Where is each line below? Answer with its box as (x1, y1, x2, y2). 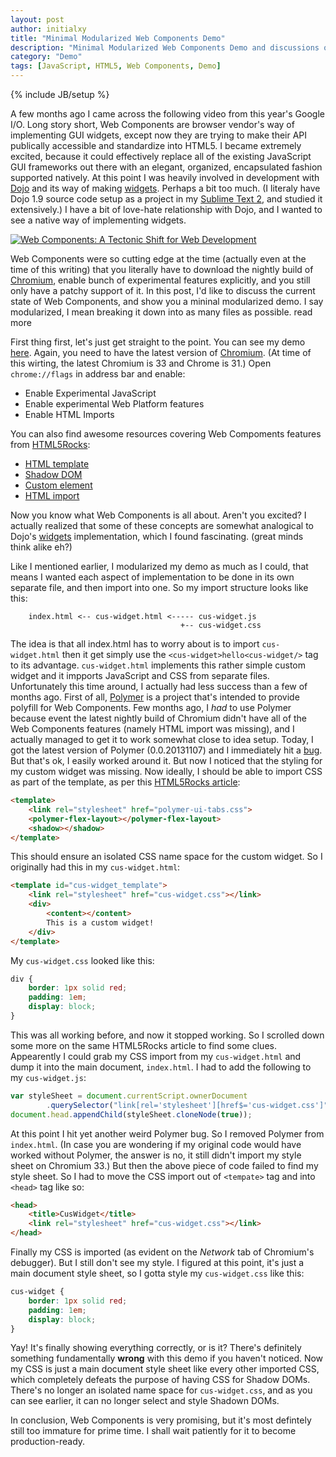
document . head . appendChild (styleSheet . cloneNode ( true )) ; (10, 1109, 253, 1120)
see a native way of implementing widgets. (10, 214, 187, 226)
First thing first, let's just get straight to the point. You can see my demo (10, 336, 306, 348)
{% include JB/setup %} (10, 89, 110, 100)
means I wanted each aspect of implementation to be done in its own (10, 571, 295, 583)
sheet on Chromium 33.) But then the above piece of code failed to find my (10, 1159, 319, 1171)
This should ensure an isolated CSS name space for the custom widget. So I (10, 851, 323, 863)
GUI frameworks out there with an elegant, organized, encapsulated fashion (10, 161, 323, 173)
